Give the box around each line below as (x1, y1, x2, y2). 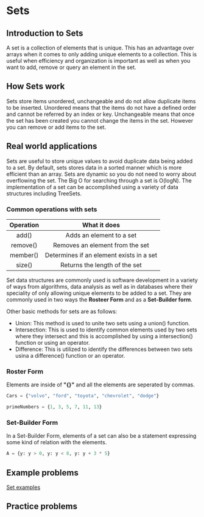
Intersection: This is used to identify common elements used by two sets (15, 326, 197, 333)
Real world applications (6, 141, 97, 151)
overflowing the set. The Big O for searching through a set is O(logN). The (6, 176, 192, 184)
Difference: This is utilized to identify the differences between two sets (15, 345, 193, 353)
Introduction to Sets (6, 28, 83, 38)
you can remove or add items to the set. (6, 123, 107, 131)
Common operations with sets (6, 205, 97, 214)
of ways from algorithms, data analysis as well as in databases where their (6, 283, 193, 290)
